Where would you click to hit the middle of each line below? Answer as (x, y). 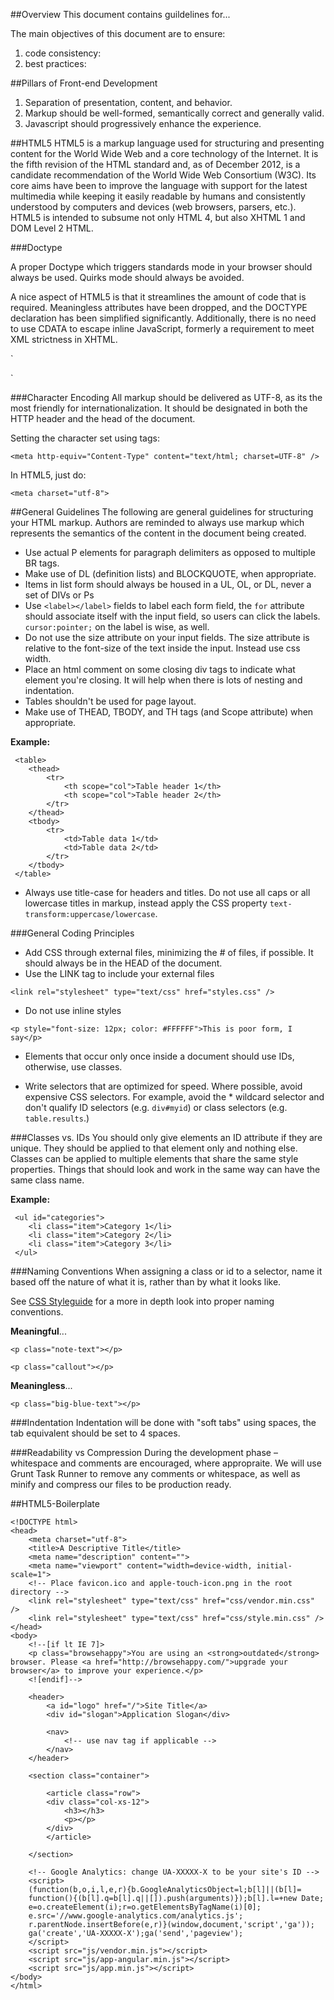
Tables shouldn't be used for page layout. (110, 701)
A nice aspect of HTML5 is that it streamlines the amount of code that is (158, 297)
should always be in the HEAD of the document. (123, 963)
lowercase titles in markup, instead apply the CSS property (146, 903)
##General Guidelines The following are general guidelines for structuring (162, 512)
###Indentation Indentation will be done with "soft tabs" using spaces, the (163, 1422)
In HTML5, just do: (48, 475)
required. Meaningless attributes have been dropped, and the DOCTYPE (159, 307)
